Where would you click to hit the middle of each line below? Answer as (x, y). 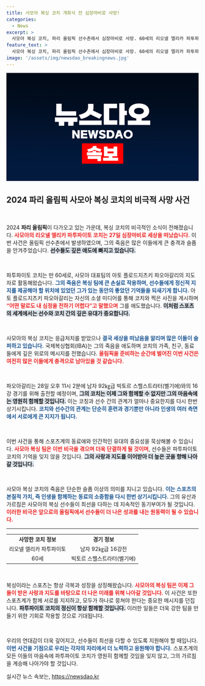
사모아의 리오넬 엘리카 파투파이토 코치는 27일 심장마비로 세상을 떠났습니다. (102, 235)
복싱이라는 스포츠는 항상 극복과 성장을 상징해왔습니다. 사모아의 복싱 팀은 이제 (97, 585)
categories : (21, 19)
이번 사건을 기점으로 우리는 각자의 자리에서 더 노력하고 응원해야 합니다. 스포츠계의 (102, 648)
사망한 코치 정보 (38, 539)
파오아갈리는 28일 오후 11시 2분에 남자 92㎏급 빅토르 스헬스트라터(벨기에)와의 (99, 386)
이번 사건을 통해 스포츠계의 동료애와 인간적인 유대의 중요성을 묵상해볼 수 (92, 441)
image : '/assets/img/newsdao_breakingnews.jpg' (68, 58)
